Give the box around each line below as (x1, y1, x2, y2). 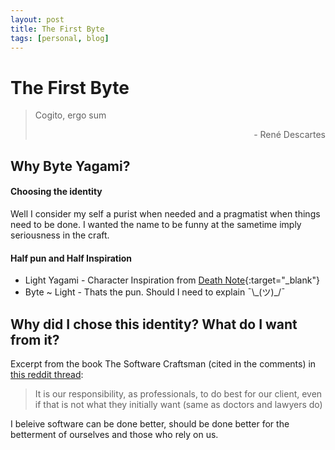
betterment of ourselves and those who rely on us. (10, 428, 219, 440)
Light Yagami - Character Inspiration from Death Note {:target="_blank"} (24, 274, 320, 286)
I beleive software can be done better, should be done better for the (10, 417, 290, 430)
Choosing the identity (10, 186, 103, 198)
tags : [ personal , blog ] (10, 33, 110, 43)
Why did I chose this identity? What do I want (10, 316, 298, 333)
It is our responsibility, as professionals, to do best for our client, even (34, 387, 323, 400)
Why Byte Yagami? (10, 157, 131, 175)
